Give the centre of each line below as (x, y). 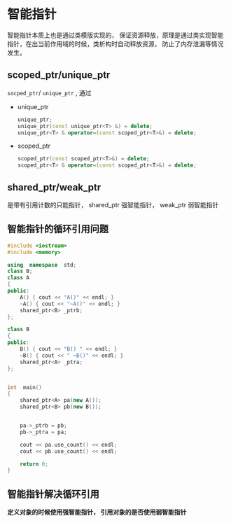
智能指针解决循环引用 (53, 494)
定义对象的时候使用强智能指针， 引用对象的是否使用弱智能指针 (97, 512)
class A (19, 278)
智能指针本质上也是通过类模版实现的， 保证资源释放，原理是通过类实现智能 (115, 35)
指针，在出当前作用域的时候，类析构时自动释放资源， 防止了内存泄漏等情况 (115, 43)
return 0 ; (34, 464)
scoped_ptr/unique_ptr (59, 75)
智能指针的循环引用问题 (58, 229)
